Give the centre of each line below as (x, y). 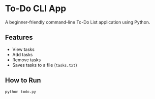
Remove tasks (26, 60)
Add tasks (22, 54)
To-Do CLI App (36, 9)
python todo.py (21, 92)
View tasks (23, 49)
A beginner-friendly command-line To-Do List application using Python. (77, 22)
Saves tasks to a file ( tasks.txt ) (45, 65)
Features (19, 37)
